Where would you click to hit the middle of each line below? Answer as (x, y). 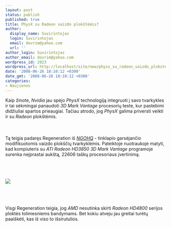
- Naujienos (18, 86)
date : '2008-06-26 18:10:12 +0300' (43, 72)
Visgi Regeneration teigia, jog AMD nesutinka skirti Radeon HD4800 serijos (84, 208)
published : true (22, 19)
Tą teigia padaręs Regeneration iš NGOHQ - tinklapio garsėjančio (73, 138)
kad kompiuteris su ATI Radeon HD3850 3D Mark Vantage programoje (79, 149)
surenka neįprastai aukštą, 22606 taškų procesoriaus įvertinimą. (73, 154)
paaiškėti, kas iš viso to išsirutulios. (42, 219)
